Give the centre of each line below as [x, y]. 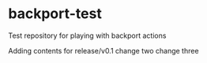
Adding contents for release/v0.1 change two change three [103, 50]
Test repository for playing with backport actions [87, 35]
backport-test [55, 14]
